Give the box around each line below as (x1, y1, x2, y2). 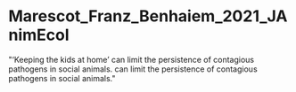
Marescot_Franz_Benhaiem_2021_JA (8, 6, 288, 27)
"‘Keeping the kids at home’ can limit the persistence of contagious (8, 54, 255, 65)
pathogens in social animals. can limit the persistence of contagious (8, 64, 258, 74)
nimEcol (8, 25, 70, 45)
